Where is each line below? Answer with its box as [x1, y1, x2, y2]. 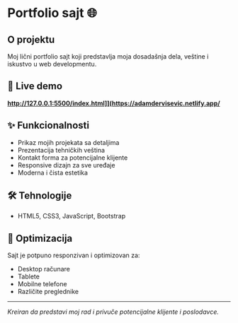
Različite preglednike [17, 288, 79, 296]
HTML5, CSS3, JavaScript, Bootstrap [17, 212, 126, 221]
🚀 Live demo [7, 80, 62, 93]
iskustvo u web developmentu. [7, 60, 97, 68]
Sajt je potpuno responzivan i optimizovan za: [7, 251, 140, 259]
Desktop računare [17, 265, 71, 274]
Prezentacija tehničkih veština [17, 146, 105, 154]
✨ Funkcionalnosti [7, 119, 90, 131]
